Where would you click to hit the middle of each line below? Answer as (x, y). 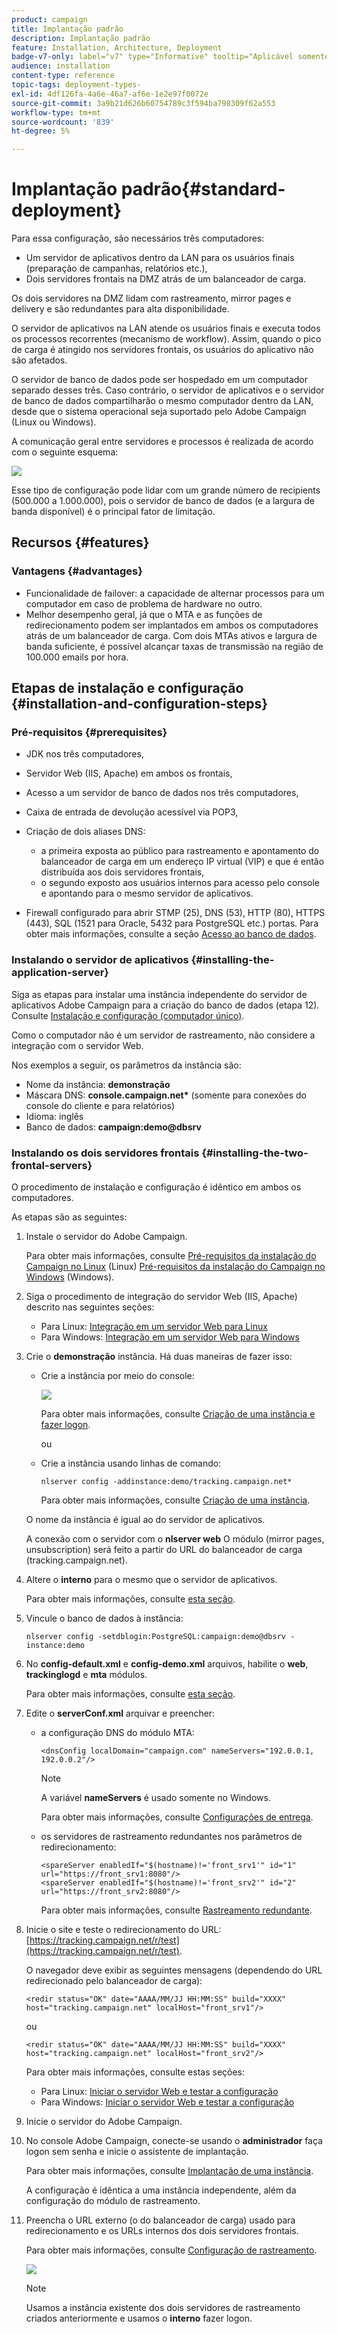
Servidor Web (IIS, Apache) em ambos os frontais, (129, 773)
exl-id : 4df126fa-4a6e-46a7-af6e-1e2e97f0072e (110, 94)
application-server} (60, 973)
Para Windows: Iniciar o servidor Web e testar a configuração (167, 2102)
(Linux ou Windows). (54, 422)
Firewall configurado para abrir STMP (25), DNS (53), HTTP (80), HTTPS (175, 913)
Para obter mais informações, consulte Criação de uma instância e (178, 1414)
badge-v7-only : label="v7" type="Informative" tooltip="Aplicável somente (170, 57)
